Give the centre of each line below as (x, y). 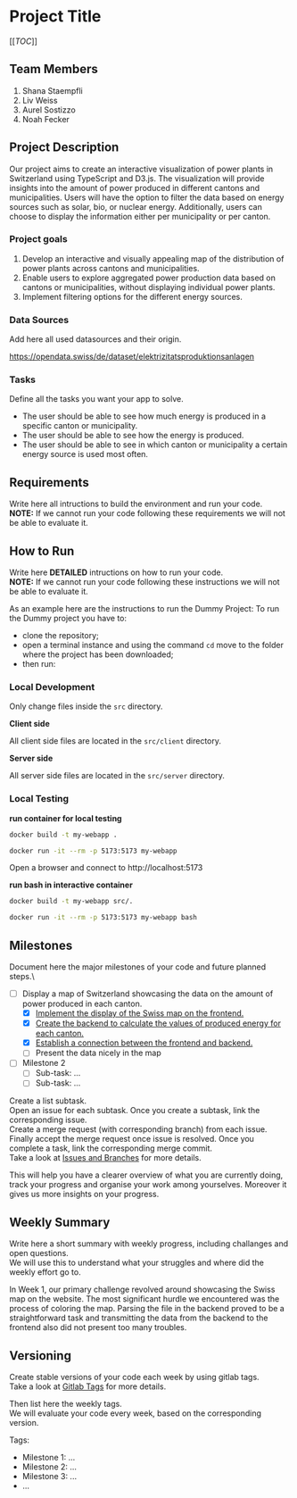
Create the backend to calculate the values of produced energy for (158, 1023)
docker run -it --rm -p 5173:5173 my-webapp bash (103, 918)
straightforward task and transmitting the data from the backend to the (139, 1318)
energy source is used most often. (85, 454)
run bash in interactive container (71, 885)
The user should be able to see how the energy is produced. (133, 436)
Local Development (52, 687)
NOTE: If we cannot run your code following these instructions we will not (144, 582)
